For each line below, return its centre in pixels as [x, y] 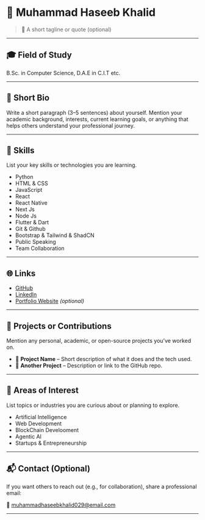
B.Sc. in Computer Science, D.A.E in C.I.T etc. [63, 73]
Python [24, 177]
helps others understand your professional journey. [71, 125]
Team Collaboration [40, 248]
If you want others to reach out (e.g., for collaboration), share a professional [102, 486]
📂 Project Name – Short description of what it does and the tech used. [103, 359]
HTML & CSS [31, 183]
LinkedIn [26, 295]
